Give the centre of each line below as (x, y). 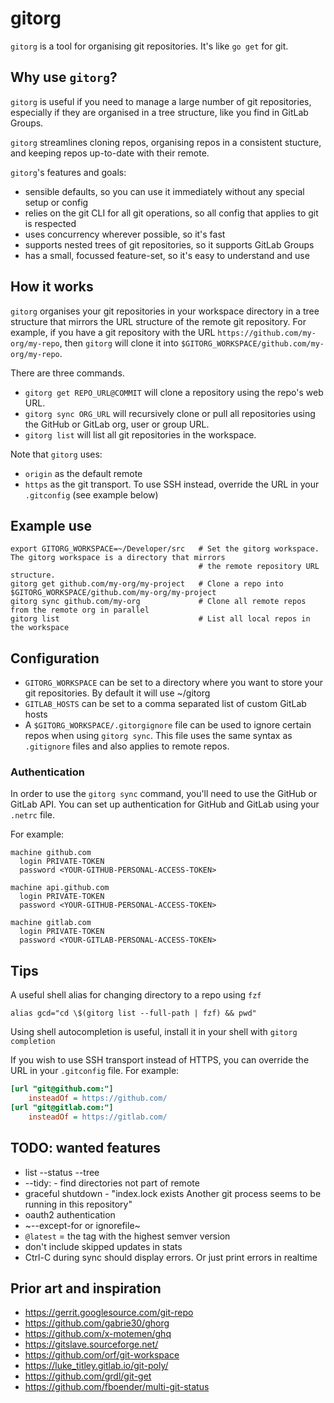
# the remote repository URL (259, 567)
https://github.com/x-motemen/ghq (98, 1334)
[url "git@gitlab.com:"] (62, 1108)
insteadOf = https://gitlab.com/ (98, 1117)
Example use (51, 525)
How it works (52, 287)
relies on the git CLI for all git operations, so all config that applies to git (171, 213)
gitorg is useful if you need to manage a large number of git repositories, (161, 101)
